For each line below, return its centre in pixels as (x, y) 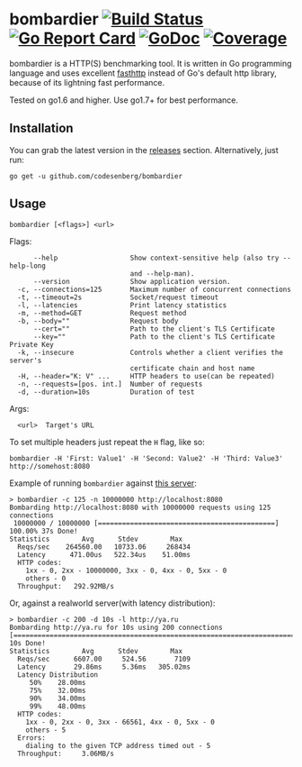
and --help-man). (162, 274)
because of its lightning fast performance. (87, 82)
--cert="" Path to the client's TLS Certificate (154, 329)
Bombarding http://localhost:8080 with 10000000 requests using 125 (140, 507)
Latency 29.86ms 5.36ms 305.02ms (104, 667)
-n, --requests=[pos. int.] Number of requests (110, 384)
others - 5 (46, 730)
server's (26, 361)
